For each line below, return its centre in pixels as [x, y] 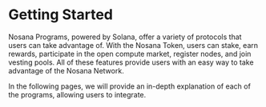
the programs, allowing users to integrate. [77, 94]
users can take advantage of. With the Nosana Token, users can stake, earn [133, 45]
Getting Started [61, 15]
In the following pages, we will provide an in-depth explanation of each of [129, 86]
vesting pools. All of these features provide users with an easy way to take [131, 62]
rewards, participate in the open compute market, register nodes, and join [130, 53]
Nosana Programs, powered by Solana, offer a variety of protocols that [125, 37]
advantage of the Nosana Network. [66, 70]
